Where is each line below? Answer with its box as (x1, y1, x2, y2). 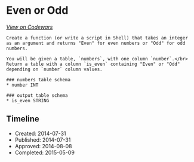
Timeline (6, 114, 40, 124)
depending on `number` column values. (6, 66, 103, 72)
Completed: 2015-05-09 (14, 149, 75, 156)
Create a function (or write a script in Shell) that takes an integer (6, 35, 188, 41)
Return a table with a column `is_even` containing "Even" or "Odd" (6, 61, 180, 67)
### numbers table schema (6, 77, 70, 82)
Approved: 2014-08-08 (14, 142, 73, 149)
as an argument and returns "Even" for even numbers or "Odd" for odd (6, 40, 186, 46)
